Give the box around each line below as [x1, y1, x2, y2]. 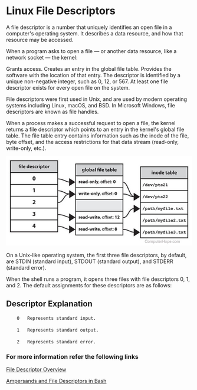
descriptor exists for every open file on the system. [6, 84, 130, 91]
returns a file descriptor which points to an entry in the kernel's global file [6, 126, 185, 133]
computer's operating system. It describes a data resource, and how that [6, 30, 183, 37]
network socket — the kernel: [6, 54, 78, 61]
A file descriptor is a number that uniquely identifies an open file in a [6, 24, 172, 31]
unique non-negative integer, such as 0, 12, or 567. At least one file [6, 78, 168, 85]
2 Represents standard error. [17, 339, 96, 345]
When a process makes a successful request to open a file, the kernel [6, 119, 176, 126]
